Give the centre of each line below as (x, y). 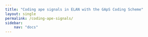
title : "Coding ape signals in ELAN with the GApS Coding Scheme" (74, 9)
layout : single (21, 14)
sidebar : (14, 23)
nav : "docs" (26, 27)
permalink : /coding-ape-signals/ (39, 18)
